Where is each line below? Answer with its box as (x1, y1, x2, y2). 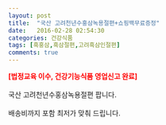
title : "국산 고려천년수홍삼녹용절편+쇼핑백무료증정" (8, 19, 160, 27)
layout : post (8, 11, 52, 20)
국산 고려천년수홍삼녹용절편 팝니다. (8, 90, 117, 100)
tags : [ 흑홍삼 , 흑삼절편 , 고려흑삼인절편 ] (8, 41, 121, 49)
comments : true (8, 49, 59, 57)
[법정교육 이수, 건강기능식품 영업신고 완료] (8, 72, 137, 80)
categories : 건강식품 (8, 33, 73, 42)
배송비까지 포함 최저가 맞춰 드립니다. (8, 108, 121, 118)
